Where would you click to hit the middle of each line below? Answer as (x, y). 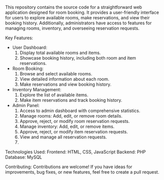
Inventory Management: (37, 90)
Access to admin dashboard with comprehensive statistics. (80, 111)
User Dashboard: (30, 47)
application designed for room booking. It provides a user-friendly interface (82, 12)
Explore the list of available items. (54, 95)
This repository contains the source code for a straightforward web (74, 7)
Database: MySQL (24, 157)
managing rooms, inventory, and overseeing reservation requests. (72, 28)
